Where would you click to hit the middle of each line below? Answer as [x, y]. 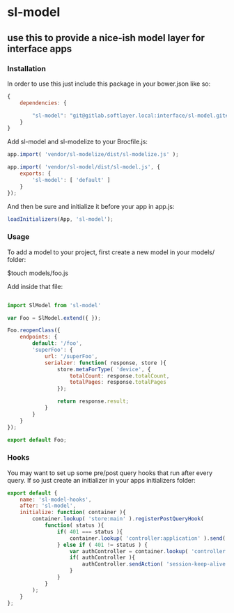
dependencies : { [44, 103]
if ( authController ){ [102, 558]
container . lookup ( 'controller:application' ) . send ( [148, 538]
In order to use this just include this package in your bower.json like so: [109, 84]
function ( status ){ [74, 526]
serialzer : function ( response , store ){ [106, 363]
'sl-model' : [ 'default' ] [71, 180]
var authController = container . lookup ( [129, 551]
